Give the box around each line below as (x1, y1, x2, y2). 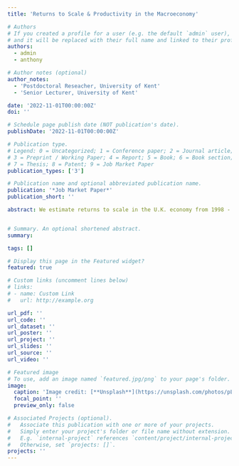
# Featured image (7, 369, 59, 376)
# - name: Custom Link (7, 290, 75, 297)
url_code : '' (7, 316, 46, 324)
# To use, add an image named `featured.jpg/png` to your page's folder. (7, 375, 231, 383)
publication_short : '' (7, 194, 75, 201)
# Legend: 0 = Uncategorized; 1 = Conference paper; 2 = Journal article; (7, 147, 234, 154)
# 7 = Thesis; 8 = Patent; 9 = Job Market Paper (7, 161, 154, 168)
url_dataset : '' (7, 323, 55, 330)
